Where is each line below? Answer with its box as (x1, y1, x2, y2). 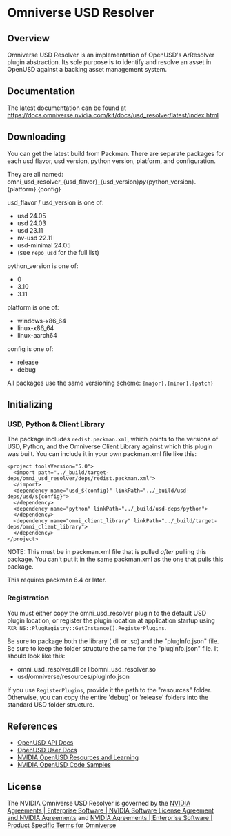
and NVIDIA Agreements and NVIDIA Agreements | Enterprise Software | (7, 814, 213, 822)
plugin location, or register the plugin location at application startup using (7, 616, 215, 625)
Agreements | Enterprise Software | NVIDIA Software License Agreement (7, 806, 214, 815)
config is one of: (7, 344, 54, 353)
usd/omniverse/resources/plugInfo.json (17, 672, 130, 681)
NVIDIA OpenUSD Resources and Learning (17, 753, 139, 761)
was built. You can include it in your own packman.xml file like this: (7, 450, 197, 458)
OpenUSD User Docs (17, 746, 78, 754)
